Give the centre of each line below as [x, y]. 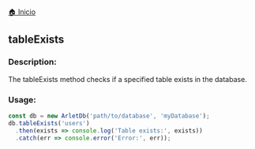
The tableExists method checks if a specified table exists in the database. [127, 79]
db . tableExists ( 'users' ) [49, 123]
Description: [32, 62]
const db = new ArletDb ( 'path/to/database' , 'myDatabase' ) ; [109, 116]
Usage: [22, 99]
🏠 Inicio [22, 12]
